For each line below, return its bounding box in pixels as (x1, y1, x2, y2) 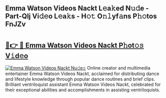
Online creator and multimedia (87, 65, 151, 71)
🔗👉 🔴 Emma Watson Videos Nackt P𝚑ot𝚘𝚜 (5, 41, 144, 50)
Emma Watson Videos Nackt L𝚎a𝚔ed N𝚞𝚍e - (5, 4, 149, 13)
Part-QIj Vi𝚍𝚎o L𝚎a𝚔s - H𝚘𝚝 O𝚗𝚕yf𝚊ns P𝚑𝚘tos (5, 12, 157, 21)
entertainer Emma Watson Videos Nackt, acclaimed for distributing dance (5, 71, 159, 77)
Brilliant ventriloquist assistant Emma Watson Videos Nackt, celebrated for (5, 81, 161, 87)
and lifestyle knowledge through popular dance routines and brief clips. (5, 76, 155, 82)
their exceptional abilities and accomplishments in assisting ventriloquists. (5, 87, 160, 93)
